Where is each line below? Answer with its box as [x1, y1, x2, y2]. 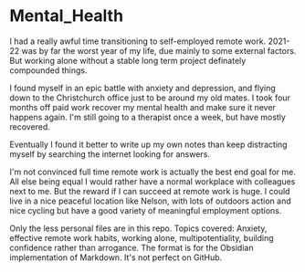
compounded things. [9, 65, 88, 76]
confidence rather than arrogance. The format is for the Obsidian [9, 242, 254, 253]
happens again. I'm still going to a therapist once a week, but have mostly [9, 111, 286, 122]
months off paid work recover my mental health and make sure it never [9, 101, 277, 112]
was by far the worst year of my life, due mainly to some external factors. [21, 45, 297, 56]
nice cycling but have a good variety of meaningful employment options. [9, 204, 282, 215]
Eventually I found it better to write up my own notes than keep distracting [9, 139, 288, 150]
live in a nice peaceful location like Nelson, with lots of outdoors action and [9, 195, 291, 206]
